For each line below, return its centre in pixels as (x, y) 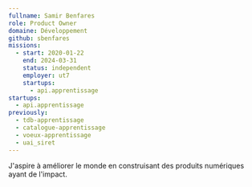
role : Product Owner (43, 23)
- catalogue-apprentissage (61, 128)
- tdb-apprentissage (50, 120)
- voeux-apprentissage (53, 135)
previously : (28, 113)
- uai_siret (36, 142)
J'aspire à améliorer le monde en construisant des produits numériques (126, 165)
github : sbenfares (39, 38)
